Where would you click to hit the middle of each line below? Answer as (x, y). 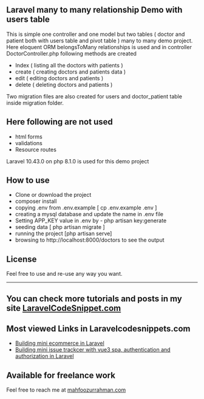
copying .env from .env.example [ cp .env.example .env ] (86, 208)
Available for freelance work (61, 375)
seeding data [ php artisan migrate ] (60, 227)
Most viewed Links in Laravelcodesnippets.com (98, 329)
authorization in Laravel (44, 356)
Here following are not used (60, 122)
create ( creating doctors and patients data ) (70, 72)
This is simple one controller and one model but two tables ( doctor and (96, 34)
